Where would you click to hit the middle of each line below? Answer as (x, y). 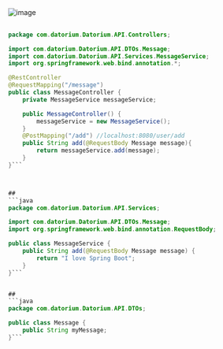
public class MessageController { (65, 93)
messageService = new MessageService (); (104, 121)
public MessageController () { (72, 114)
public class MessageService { (59, 244)
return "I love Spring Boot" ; (86, 258)
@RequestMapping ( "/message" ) (56, 85)
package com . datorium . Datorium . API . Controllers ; (89, 35)
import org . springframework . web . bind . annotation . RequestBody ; (112, 229)
